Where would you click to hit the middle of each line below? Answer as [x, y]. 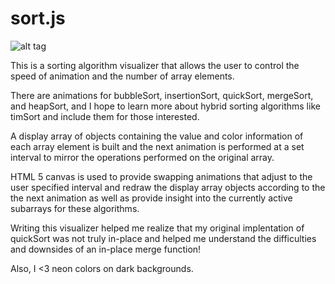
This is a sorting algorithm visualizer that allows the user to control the [155, 65]
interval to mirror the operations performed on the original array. [142, 157]
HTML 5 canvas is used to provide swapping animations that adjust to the [161, 176]
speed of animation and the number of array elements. [122, 76]
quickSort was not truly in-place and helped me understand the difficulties [163, 238]
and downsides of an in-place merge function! [106, 249]
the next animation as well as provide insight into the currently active [151, 198]
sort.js [38, 18]
